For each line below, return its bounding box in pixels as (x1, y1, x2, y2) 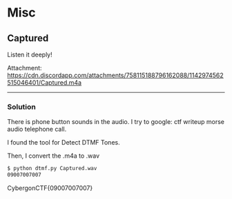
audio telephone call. (7, 125, 67, 134)
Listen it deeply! (7, 50, 53, 59)
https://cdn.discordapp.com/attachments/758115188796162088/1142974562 (7, 71, 224, 79)
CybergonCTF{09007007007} (7, 184, 93, 192)
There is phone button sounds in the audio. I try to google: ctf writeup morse (7, 118, 225, 126)
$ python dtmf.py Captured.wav (7, 165, 97, 172)
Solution (7, 102, 37, 112)
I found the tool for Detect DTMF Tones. (7, 138, 120, 147)
